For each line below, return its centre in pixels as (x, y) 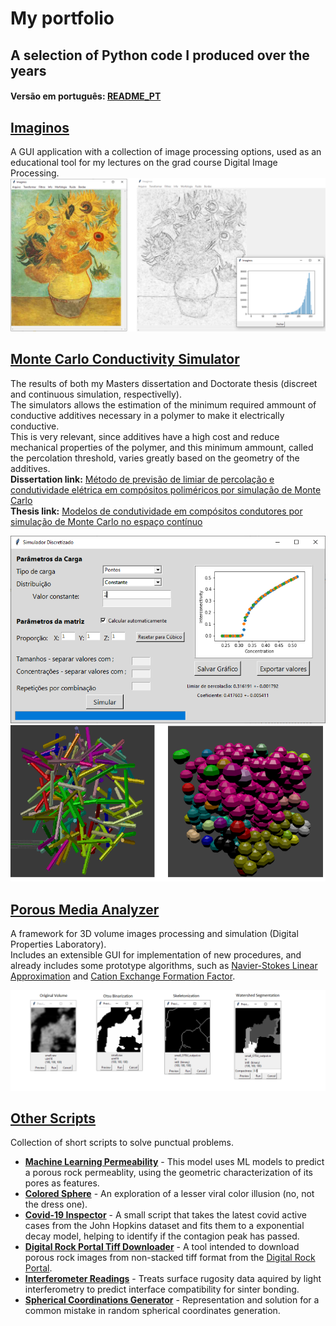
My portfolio (62, 18)
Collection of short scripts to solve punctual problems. (122, 1143)
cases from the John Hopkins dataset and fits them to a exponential (164, 1226)
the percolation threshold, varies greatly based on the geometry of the (155, 458)
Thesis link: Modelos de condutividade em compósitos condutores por (156, 511)
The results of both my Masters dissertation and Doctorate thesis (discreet (164, 383)
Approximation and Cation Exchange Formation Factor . (123, 976)
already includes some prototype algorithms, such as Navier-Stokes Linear (164, 966)
